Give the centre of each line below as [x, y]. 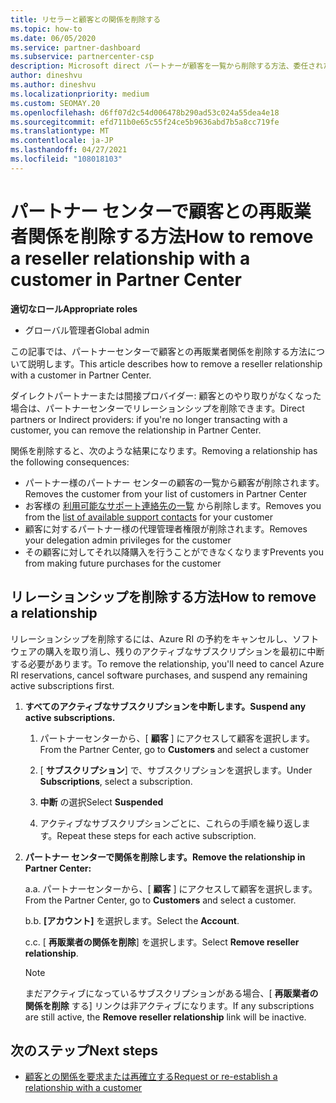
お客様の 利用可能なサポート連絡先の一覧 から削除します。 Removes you [173, 505]
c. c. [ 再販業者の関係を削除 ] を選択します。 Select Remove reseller [162, 942]
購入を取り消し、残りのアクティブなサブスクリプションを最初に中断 [184, 651]
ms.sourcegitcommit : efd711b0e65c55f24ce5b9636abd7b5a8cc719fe [145, 122]
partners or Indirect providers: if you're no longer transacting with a [149, 419]
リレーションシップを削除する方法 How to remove [163, 597]
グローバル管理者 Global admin [87, 330]
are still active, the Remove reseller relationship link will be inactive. [165, 1017]
